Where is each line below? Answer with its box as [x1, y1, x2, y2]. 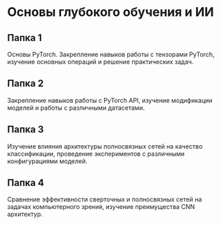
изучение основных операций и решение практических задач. [7, 58, 194, 66]
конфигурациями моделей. [7, 157, 88, 165]
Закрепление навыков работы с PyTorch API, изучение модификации [7, 96, 213, 104]
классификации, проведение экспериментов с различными [7, 149, 186, 158]
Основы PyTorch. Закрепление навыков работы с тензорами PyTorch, [7, 50, 215, 58]
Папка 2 [7, 78, 44, 90]
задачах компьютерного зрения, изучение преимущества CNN [7, 203, 195, 211]
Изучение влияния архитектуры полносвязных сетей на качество [7, 142, 203, 150]
